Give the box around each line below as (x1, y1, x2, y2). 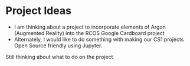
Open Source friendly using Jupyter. (14, 42, 103, 49)
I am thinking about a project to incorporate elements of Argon (14, 23, 166, 30)
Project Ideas (5, 4, 72, 18)
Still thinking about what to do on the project (5, 53, 113, 60)
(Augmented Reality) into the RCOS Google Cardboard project (14, 29, 165, 36)
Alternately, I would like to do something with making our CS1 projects (14, 36, 184, 43)
